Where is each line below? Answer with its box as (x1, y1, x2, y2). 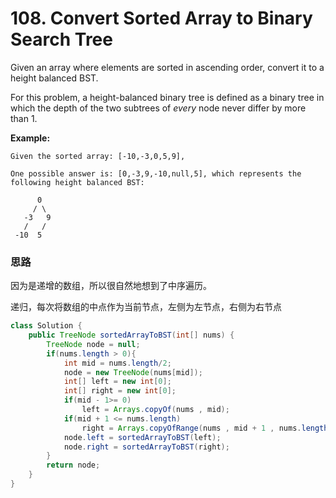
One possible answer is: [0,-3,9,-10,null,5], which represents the (10, 168, 302, 179)
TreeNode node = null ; (46, 339, 141, 349)
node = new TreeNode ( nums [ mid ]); (63, 367, 203, 377)
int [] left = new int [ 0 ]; (63, 377, 172, 387)
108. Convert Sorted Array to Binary (10, 7, 313, 30)
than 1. (10, 112, 38, 124)
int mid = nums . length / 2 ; (63, 358, 172, 368)
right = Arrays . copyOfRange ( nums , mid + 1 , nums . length (81, 423, 329, 433)
